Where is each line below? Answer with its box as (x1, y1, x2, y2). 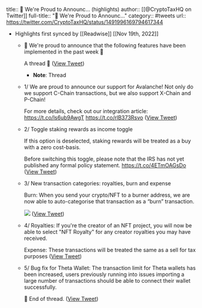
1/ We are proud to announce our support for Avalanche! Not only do (23, 83, 194, 90)
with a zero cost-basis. (23, 144, 81, 150)
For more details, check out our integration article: (23, 108, 148, 114)
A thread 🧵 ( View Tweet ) (23, 60, 85, 67)
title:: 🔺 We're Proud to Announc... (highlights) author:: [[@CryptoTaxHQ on (6, 6, 192, 13)
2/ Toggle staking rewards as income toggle (23, 126, 133, 132)
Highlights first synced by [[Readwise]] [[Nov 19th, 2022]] (14, 30, 159, 37)
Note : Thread (32, 72, 67, 78)
